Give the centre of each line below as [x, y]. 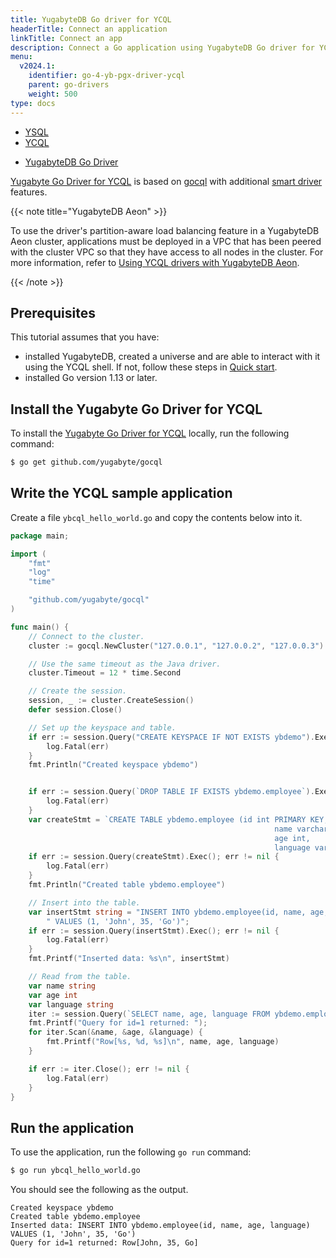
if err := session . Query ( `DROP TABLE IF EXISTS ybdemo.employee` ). [171, 792]
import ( [28, 554]
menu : [21, 57]
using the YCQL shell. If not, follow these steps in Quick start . [151, 367]
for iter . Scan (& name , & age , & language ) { [116, 1032]
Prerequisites [53, 312]
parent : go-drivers [69, 85]
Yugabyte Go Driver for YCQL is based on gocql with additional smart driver [166, 181]
